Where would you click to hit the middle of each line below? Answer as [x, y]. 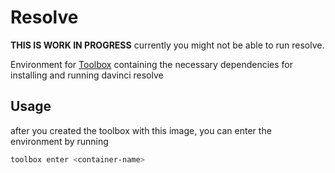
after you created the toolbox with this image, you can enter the [141, 130]
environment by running [59, 141]
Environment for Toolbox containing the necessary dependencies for [151, 64]
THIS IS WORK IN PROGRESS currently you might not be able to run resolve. [167, 45]
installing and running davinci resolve [87, 75]
